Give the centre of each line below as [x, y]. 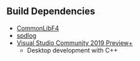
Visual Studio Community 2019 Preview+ [75, 43]
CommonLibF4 [38, 28]
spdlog [26, 35]
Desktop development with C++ [72, 50]
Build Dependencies [51, 11]
